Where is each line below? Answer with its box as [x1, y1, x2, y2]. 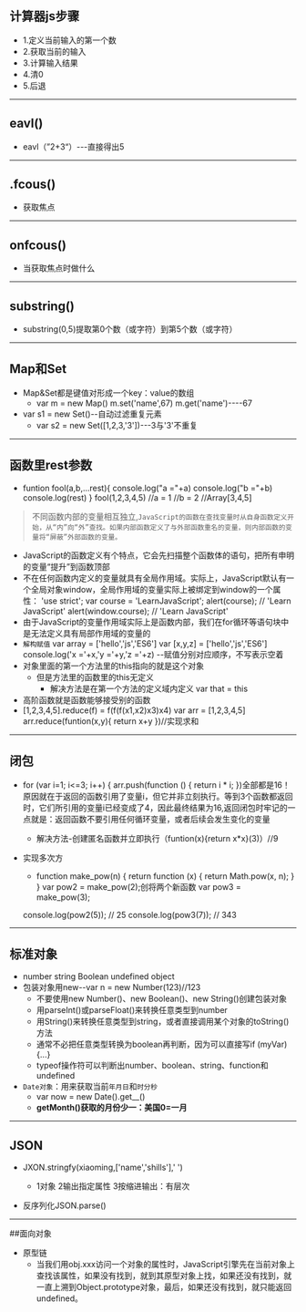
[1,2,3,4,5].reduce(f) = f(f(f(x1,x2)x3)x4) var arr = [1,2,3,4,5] [22, 705, 246, 716]
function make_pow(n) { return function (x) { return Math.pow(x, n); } [36, 870, 295, 882]
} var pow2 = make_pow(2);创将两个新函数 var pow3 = [36, 881, 241, 892]
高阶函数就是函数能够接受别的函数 [22, 694, 151, 705]
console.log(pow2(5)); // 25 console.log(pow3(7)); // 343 [22, 909, 237, 920]
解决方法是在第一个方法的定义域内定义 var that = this [49, 683, 249, 694]
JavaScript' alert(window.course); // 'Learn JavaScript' [22, 605, 229, 616]
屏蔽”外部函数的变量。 [49, 532, 122, 542]
